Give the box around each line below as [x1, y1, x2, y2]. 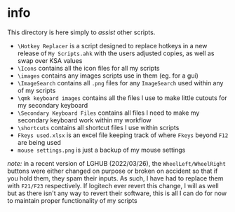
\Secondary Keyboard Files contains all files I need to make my [17, 108, 200, 117]
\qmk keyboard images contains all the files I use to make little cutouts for [17, 93, 227, 102]
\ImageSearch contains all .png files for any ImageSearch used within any [17, 78, 224, 87]
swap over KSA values [17, 56, 83, 64]
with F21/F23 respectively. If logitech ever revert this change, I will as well [7, 181, 219, 190]
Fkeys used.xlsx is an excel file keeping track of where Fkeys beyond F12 [17, 131, 229, 139]
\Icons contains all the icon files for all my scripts [17, 64, 160, 72]
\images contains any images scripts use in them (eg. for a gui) [17, 71, 199, 80]
